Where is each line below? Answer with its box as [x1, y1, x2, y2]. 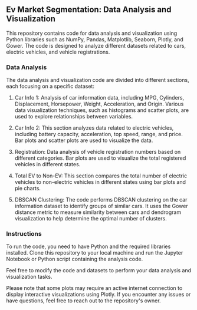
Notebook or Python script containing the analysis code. [6, 256, 143, 263]
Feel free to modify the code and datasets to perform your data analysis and [6, 267, 192, 274]
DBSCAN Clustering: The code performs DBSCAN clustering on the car [14, 196, 188, 203]
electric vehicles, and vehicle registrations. [6, 48, 110, 55]
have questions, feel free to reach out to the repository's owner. [6, 297, 161, 304]
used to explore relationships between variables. [14, 113, 133, 120]
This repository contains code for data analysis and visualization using [6, 29, 178, 37]
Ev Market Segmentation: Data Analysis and [6, 5, 172, 15]
